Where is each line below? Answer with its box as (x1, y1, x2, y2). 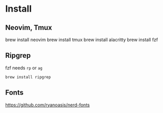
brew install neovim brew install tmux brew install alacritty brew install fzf (5, 36, 158, 43)
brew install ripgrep (5, 74, 51, 80)
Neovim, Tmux (5, 23, 52, 32)
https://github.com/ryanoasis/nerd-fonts (5, 102, 90, 108)
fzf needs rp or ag (5, 64, 43, 71)
